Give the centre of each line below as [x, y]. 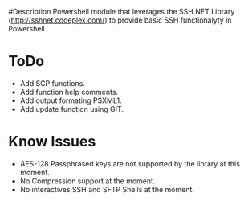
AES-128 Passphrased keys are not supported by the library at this [130, 163]
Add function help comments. [69, 92]
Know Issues [52, 142]
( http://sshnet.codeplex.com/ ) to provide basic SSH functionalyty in [120, 20]
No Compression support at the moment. [87, 181]
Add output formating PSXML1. [71, 100]
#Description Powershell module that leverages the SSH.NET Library [122, 12]
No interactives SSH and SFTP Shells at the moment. [107, 189]
